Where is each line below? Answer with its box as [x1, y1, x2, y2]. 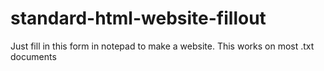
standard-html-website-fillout [10, 7, 267, 30]
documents [10, 50, 57, 62]
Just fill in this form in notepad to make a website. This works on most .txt [10, 40, 315, 52]
